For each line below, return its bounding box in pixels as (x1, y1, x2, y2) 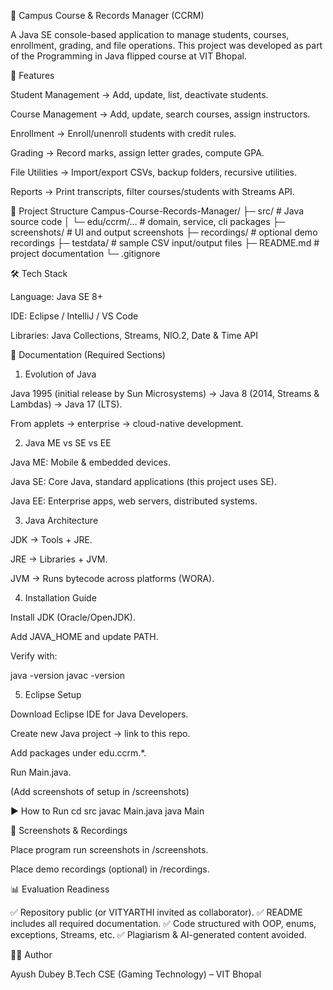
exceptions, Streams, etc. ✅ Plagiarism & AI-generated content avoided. (10, 929, 307, 940)
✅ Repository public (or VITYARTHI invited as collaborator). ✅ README (10, 906, 303, 918)
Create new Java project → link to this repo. (10, 728, 191, 739)
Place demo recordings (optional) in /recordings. (10, 863, 210, 875)
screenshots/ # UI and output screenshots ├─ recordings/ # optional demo (10, 226, 318, 238)
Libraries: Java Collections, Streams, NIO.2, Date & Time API (10, 330, 259, 341)
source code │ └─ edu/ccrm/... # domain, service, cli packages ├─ (10, 216, 286, 227)
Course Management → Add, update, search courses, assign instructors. (10, 108, 311, 120)
